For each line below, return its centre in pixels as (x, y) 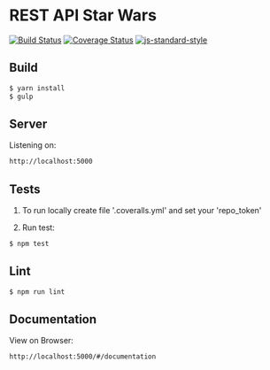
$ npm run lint (37, 292)
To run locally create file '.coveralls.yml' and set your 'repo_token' (142, 210)
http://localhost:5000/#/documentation (83, 357)
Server (28, 123)
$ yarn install (37, 88)
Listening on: (33, 145)
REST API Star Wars (83, 15)
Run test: (38, 227)
